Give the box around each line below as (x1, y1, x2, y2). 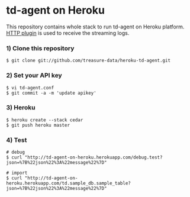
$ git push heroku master (6, 122, 70, 128)
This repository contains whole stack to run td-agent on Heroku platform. (6, 23, 185, 30)
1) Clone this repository (6, 44, 75, 52)
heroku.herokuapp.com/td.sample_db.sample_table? (6, 180, 131, 186)
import (11, 170, 28, 176)
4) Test (6, 135, 27, 144)
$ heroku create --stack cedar (6, 117, 83, 123)
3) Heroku (6, 104, 36, 112)
